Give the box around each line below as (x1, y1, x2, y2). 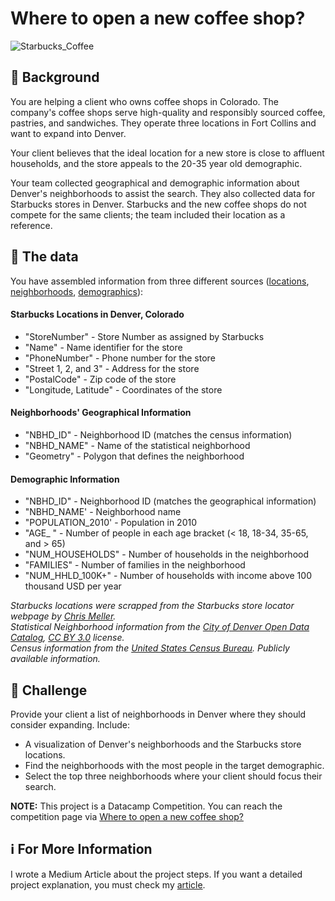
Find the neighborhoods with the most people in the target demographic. (24, 759, 325, 771)
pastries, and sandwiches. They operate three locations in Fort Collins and (10, 117, 317, 129)
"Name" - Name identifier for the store (24, 341, 183, 353)
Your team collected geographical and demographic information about (10, 177, 300, 189)
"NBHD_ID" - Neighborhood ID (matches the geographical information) (24, 495, 317, 507)
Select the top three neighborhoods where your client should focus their (24, 770, 323, 782)
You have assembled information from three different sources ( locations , (10, 275, 310, 287)
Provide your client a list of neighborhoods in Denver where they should (10, 708, 307, 720)
